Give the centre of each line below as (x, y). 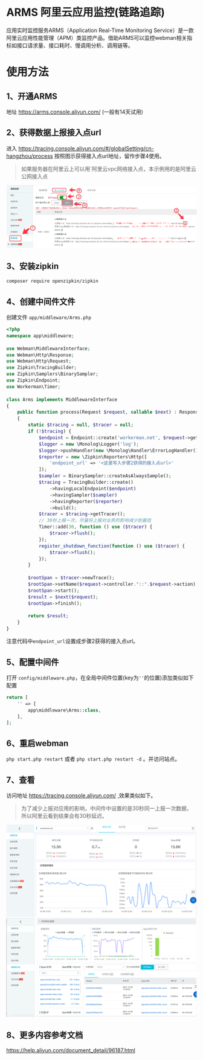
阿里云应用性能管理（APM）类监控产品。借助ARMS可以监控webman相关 (97, 37)
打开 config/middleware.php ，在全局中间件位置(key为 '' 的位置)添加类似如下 (100, 678)
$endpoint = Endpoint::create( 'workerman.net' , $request (112, 438)
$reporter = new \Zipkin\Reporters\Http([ (93, 457)
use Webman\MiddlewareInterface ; (48, 349)
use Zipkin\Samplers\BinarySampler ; (52, 374)
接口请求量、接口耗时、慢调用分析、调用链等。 (75, 45)
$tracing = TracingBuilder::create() (86, 483)
